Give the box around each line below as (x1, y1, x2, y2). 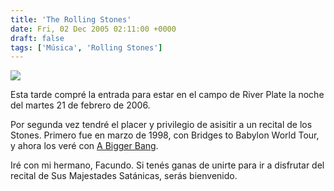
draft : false (10, 33, 65, 43)
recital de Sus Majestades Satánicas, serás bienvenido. (10, 170, 238, 182)
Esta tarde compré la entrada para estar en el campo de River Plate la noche (10, 89, 325, 101)
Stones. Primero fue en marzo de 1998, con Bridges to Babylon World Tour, (10, 129, 320, 141)
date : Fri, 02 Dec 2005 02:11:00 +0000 (10, 24, 177, 34)
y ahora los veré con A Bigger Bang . (10, 140, 159, 152)
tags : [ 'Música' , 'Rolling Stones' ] (10, 42, 163, 53)
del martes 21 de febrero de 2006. (10, 99, 151, 111)
